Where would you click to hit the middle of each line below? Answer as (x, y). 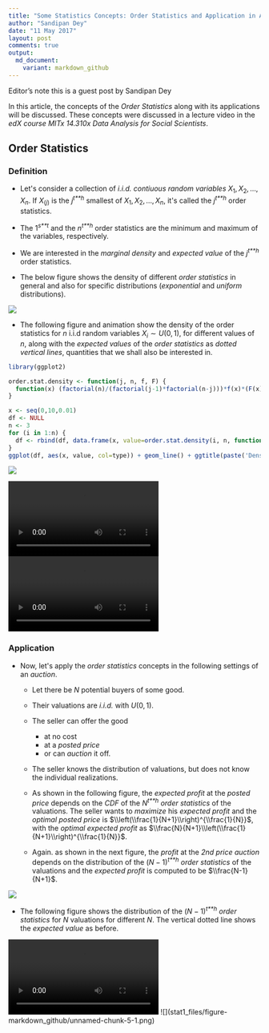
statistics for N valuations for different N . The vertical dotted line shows (138, 919)
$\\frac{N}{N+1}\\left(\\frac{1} (197, 828)
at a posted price (72, 744)
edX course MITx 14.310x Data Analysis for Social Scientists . (108, 123)
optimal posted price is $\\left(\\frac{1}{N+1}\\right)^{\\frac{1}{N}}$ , (143, 820)
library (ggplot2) (37, 367)
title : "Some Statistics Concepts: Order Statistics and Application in (132, 16)
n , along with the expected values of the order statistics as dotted (128, 343)
